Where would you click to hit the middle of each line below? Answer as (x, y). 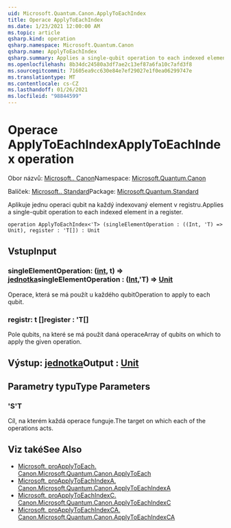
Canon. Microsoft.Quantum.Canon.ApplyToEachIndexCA (96, 517)
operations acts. (31, 428)
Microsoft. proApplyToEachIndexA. (67, 481)
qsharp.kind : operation (42, 39)
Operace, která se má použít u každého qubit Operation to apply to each (109, 294)
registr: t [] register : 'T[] (48, 319)
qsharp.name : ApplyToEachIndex (52, 52)
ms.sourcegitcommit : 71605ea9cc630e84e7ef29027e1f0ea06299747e (100, 71)
